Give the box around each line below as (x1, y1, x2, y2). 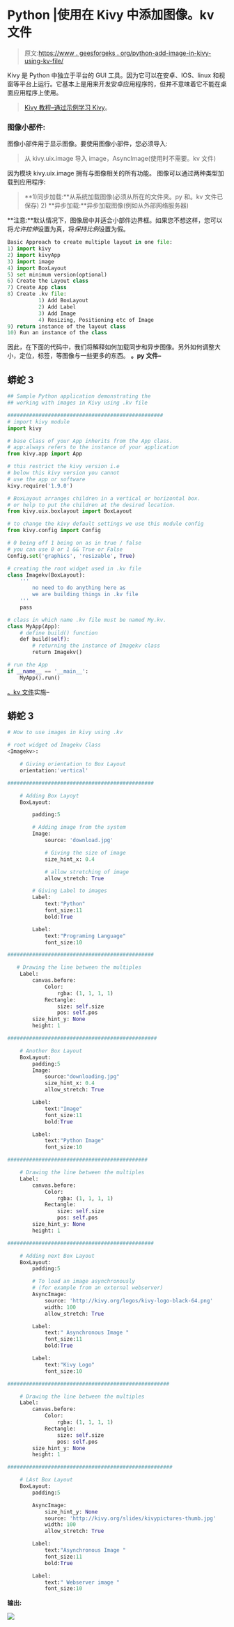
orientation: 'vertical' (19, 767, 89, 774)
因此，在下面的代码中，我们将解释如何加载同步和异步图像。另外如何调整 (7, 343, 214, 351)
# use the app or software (7, 476, 86, 483)
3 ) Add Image (38, 310, 77, 317)
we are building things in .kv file (32, 591, 139, 598)
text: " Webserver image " (44, 1579, 120, 1586)
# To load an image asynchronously (32, 1278, 136, 1285)
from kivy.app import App (7, 451, 82, 458)
